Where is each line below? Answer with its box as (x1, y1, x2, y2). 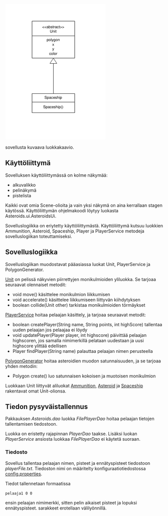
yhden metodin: (5, 363, 38, 369)
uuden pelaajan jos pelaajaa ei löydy (12, 327, 88, 333)
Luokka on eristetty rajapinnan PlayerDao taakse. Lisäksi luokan (5, 431, 137, 437)
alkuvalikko (12, 182, 36, 188)
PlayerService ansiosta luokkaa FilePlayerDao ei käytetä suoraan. (5, 436, 141, 442)
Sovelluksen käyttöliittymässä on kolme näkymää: (5, 172, 108, 178)
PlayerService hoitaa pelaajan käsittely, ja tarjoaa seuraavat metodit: (5, 312, 146, 318)
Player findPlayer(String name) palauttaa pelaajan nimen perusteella (12, 348, 153, 354)
